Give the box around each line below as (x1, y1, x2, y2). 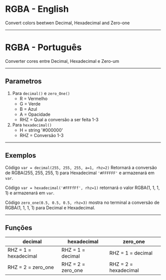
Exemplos (5, 151, 36, 160)
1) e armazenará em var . (5, 189, 55, 196)
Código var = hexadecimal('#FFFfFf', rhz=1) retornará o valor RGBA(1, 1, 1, (5, 185, 160, 190)
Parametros (5, 77, 42, 86)
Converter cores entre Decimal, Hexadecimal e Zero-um (5, 58, 120, 64)
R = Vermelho (19, 95, 48, 101)
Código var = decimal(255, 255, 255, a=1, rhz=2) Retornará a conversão (5, 164, 157, 170)
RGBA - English (5, 3, 69, 15)
